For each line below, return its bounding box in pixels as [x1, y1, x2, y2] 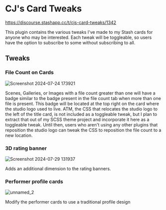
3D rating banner [5, 145, 47, 152]
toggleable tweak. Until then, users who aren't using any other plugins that [5, 121, 158, 127]
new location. [5, 132, 33, 138]
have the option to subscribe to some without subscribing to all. [5, 39, 136, 45]
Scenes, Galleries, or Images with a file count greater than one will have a [5, 90, 156, 96]
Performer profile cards [5, 178, 64, 185]
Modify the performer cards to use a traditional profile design [5, 199, 131, 205]
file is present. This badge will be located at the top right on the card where [5, 101, 159, 106]
